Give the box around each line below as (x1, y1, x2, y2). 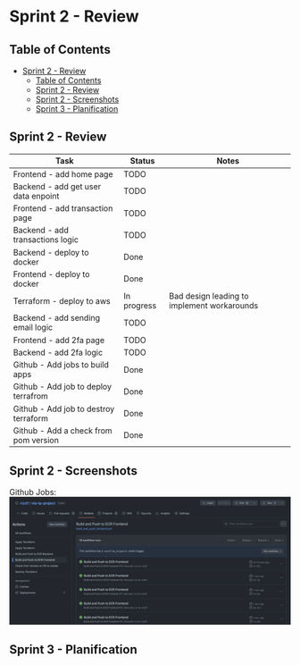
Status (129, 156, 155, 166)
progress (123, 300, 157, 311)
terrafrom (12, 391, 49, 401)
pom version (12, 434, 60, 445)
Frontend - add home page (12, 168, 113, 180)
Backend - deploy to (12, 247, 89, 257)
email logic (12, 322, 54, 332)
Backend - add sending (12, 313, 101, 324)
